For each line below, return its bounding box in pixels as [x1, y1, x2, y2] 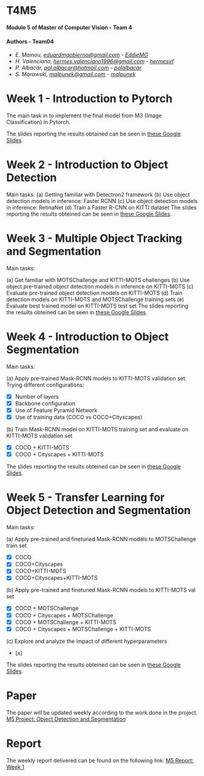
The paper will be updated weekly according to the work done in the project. [6, 709, 198, 716]
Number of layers [15, 393, 59, 400]
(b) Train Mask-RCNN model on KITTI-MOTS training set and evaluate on [6, 426, 189, 433]
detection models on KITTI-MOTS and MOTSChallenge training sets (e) [6, 295, 184, 303]
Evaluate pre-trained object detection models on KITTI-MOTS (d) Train [6, 289, 183, 297]
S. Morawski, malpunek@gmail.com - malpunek [15, 70, 136, 78]
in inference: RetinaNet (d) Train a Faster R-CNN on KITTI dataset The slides [6, 204, 197, 211]
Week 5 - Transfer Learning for [6, 490, 165, 504]
